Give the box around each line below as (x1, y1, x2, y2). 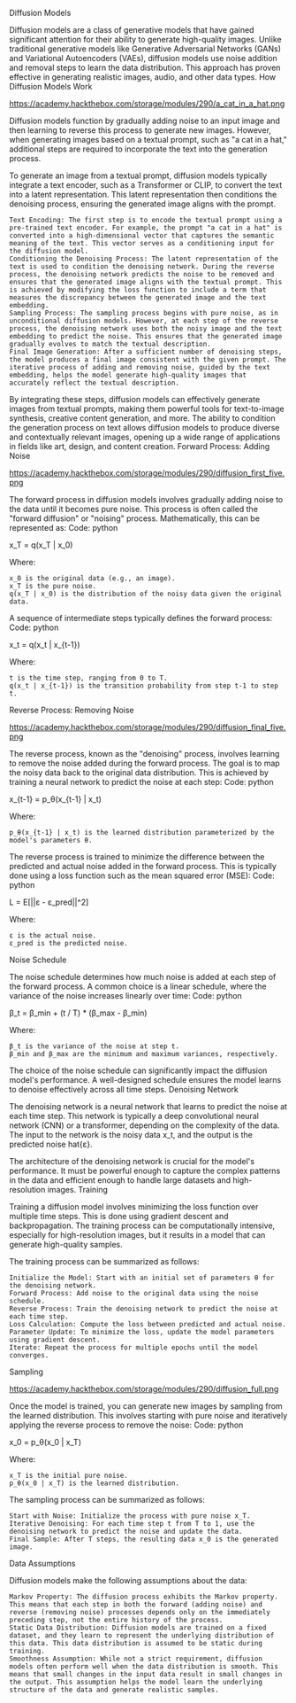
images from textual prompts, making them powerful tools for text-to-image (9, 403, 285, 414)
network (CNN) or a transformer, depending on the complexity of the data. (9, 1120, 280, 1131)
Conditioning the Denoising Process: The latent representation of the (9, 254, 278, 263)
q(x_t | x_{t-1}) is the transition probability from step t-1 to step (9, 681, 278, 690)
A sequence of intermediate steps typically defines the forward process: (9, 613, 273, 623)
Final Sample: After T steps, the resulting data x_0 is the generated (9, 1535, 278, 1544)
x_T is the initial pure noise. (9, 1471, 128, 1480)
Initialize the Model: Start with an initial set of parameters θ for (9, 1273, 275, 1282)
